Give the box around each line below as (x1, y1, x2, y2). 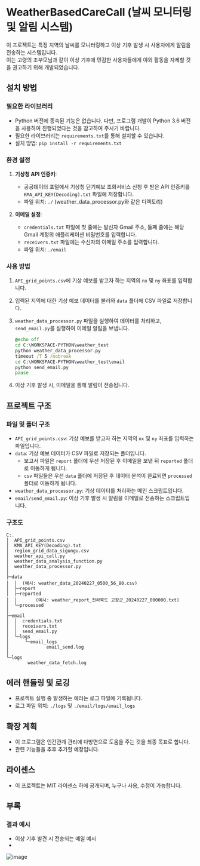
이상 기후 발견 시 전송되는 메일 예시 (14, 835, 97, 842)
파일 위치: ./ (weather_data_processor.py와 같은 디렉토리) (23, 198, 163, 205)
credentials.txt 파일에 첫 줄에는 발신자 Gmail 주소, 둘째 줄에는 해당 (23, 223, 184, 231)
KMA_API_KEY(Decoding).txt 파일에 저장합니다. (23, 191, 134, 198)
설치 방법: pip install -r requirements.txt (14, 139, 122, 146)
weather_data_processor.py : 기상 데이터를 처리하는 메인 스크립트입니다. (14, 487, 184, 495)
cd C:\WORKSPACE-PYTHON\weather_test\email (14, 359, 125, 365)
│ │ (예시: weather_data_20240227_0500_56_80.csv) (6, 581, 138, 586)
